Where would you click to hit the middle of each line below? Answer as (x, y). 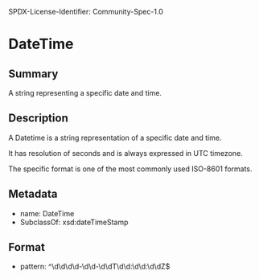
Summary (33, 74)
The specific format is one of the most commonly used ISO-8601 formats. (130, 169)
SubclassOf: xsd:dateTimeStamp (74, 222)
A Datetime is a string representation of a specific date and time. (115, 137)
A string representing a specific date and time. (85, 93)
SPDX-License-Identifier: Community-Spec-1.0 (86, 12)
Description (38, 119)
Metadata (33, 194)
